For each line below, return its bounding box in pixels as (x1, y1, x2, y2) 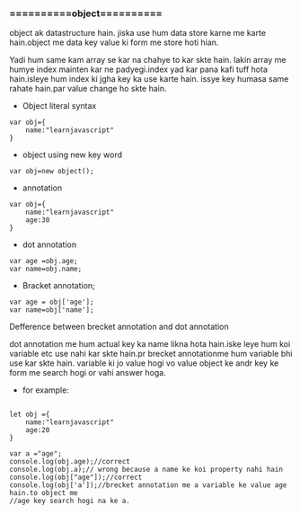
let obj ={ (9, 410, 50, 420)
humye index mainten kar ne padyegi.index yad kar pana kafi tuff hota (9, 64, 268, 75)
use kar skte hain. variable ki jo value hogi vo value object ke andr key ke (9, 358, 279, 368)
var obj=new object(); (9, 167, 94, 176)
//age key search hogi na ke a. (9, 497, 130, 506)
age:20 (25, 426, 50, 435)
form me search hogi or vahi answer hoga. (9, 368, 166, 378)
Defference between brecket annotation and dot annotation (9, 322, 229, 332)
